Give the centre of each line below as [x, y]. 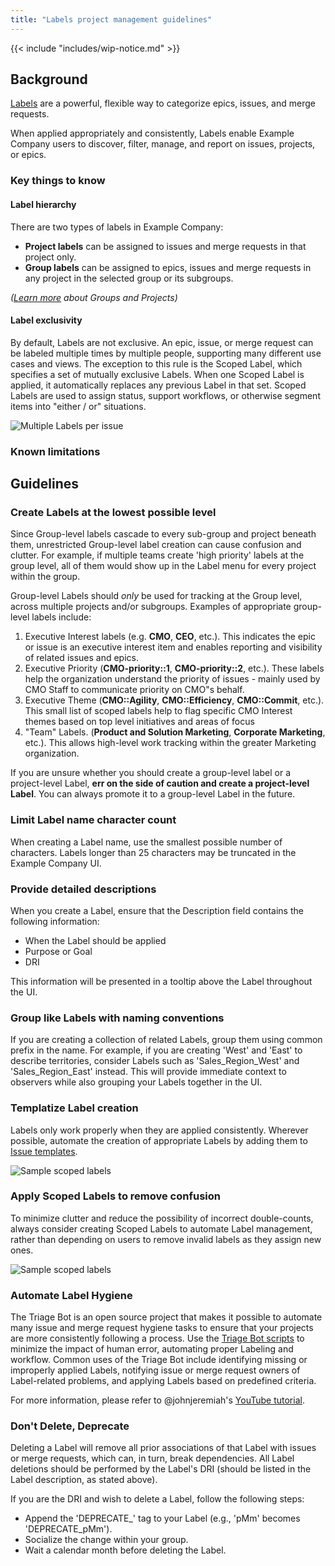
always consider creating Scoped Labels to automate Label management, [161, 1228]
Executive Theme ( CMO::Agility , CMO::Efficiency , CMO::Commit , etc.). [174, 700]
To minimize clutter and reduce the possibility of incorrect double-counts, [162, 1218]
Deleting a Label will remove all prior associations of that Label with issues [163, 1448]
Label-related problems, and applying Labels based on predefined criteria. [163, 1381]
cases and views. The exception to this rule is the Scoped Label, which [156, 363]
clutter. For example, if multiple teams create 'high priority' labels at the [157, 555]
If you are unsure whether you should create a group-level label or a [150, 773]
